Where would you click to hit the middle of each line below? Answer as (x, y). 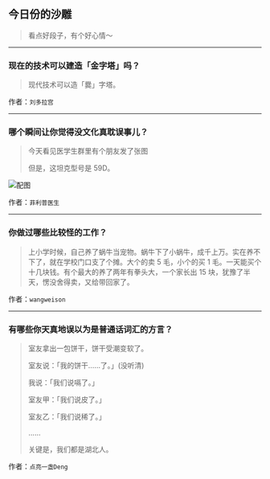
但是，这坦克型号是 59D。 (71, 168)
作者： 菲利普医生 (34, 203)
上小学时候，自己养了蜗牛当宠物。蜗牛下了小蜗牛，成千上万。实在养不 (144, 252)
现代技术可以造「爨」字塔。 (74, 85)
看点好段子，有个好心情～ (70, 35)
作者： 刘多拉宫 (31, 102)
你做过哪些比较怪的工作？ (58, 233)
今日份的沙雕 (40, 14)
